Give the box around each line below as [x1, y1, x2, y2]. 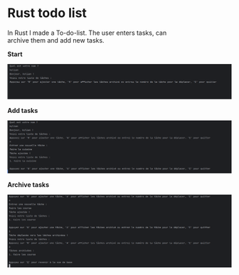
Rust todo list [7, 5, 87, 21]
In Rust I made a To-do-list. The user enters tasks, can [7, 28, 167, 37]
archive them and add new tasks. [7, 36, 105, 44]
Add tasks [7, 107, 38, 115]
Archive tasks [7, 180, 50, 189]
